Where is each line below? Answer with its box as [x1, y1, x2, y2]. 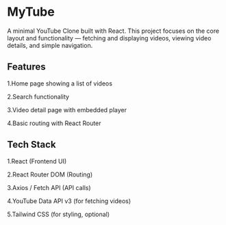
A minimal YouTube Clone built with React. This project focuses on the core [7, 27, 220, 35]
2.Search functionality [7, 92, 70, 101]
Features [7, 61, 46, 72]
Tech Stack [7, 139, 56, 150]
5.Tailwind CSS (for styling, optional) [7, 210, 110, 218]
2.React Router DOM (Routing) [7, 170, 93, 178]
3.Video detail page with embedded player [7, 105, 127, 114]
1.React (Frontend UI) [7, 157, 67, 165]
